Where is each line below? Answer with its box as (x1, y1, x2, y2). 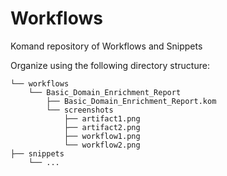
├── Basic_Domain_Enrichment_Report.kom (46, 96, 217, 106)
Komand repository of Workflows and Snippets (10, 40, 203, 52)
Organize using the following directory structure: (10, 59, 210, 71)
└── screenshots (46, 105, 114, 115)
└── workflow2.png (63, 140, 141, 150)
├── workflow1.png (63, 131, 141, 141)
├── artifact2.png (63, 122, 141, 132)
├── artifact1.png (63, 113, 141, 124)
